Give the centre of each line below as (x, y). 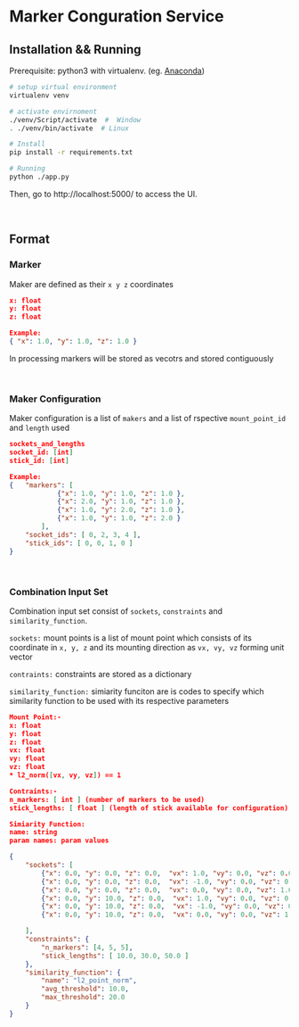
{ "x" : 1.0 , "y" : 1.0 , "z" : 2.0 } (119, 518)
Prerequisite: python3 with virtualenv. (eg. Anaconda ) (107, 70)
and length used (39, 428)
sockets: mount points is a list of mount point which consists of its (130, 638)
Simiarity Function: (48, 824)
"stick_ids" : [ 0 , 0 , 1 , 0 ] (79, 543)
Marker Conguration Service (117, 17)
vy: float (28, 759)
